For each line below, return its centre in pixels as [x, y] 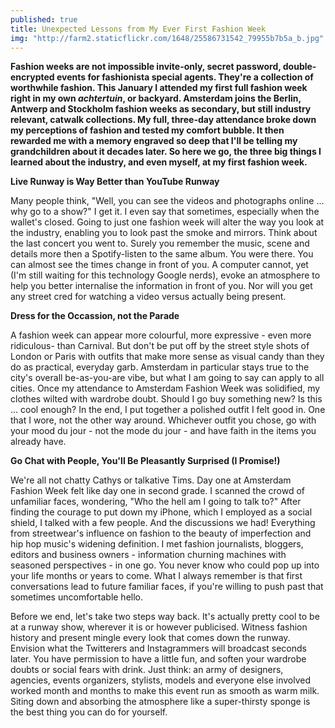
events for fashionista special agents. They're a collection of [185, 77]
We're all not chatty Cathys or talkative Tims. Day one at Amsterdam [151, 480]
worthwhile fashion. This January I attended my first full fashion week [159, 88]
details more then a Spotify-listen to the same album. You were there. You [162, 254]
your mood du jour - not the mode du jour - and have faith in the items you [163, 431]
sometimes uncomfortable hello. [77, 597]
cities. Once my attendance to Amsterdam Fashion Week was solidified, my [165, 388]
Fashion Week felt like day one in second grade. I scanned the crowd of [158, 491]
